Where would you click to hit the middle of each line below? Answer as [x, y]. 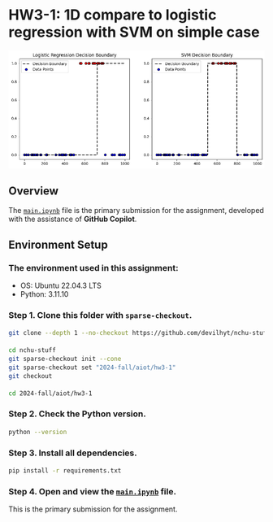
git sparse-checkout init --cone [65, 359]
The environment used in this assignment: [93, 268]
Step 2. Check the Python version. [77, 414]
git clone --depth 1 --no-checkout [69, 333]
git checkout [30, 376]
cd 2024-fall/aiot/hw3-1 [50, 393]
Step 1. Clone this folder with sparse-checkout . [100, 315]
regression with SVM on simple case [134, 32]
